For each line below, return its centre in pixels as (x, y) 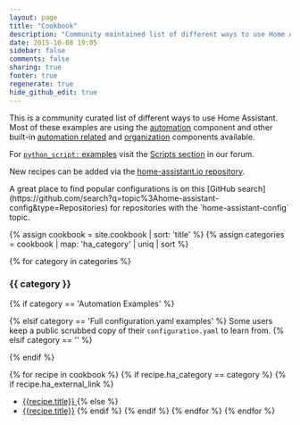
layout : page (33, 17)
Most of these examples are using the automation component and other (141, 127)
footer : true (33, 76)
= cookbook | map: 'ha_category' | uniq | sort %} (99, 244)
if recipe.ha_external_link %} (62, 384)
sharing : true (36, 68)
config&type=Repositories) (59, 207)
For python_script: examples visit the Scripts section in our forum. (132, 154)
